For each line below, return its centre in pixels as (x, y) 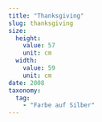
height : (29, 38)
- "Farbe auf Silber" (59, 105)
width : (27, 61)
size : (17, 31)
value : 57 (39, 46)
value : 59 (39, 68)
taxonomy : (25, 90)
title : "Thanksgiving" (46, 16)
